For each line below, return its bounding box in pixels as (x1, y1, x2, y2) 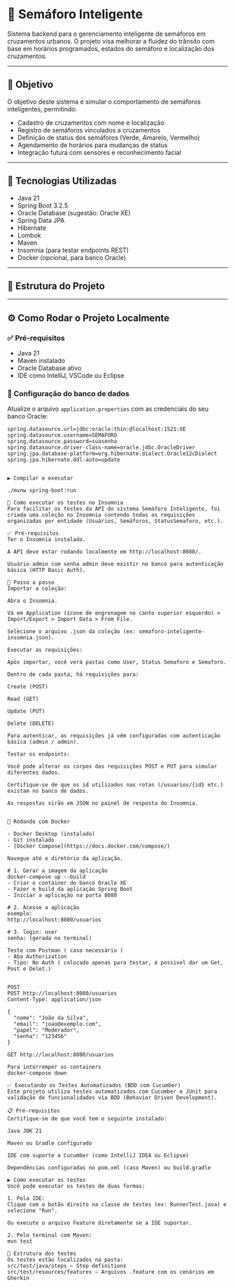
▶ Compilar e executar (7, 475, 73, 482)
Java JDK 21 (7, 1128, 42, 1135)
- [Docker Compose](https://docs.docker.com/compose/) (7, 843, 171, 850)
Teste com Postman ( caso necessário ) (7, 947, 124, 954)
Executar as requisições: (7, 646, 83, 654)
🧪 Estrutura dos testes (7, 1251, 77, 1258)
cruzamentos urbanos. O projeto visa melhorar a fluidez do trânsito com (7, 36, 215, 45)
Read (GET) (7, 695, 39, 703)
